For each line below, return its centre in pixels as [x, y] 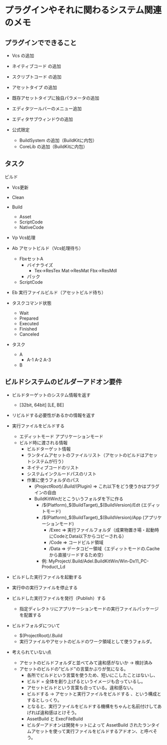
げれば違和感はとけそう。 [53, 712]
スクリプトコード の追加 [37, 77]
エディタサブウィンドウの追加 [42, 119]
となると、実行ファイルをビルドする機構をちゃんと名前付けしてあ [94, 706]
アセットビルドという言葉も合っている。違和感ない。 [81, 687]
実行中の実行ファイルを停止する [45, 587]
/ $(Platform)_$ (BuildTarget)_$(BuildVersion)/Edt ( [92, 505]
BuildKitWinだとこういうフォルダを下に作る [79, 499]
